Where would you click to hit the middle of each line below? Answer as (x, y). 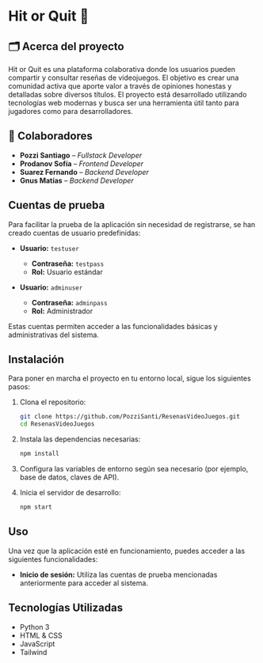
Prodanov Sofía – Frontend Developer (82, 163)
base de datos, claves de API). (69, 477)
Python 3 (34, 627)
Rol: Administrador (62, 311)
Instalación (36, 360)
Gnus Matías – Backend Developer (77, 180)
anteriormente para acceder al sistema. (84, 583)
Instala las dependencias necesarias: (80, 439)
